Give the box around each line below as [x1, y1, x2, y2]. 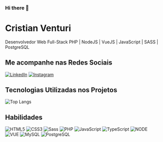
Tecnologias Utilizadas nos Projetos [5, 86, 117, 94]
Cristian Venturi [5, 23, 71, 34]
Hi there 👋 [5, 4, 30, 11]
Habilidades [5, 113, 43, 121]
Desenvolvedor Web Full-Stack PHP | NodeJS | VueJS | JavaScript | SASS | [5, 39, 159, 45]
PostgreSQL [5, 44, 30, 50]
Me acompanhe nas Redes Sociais [5, 59, 112, 67]
